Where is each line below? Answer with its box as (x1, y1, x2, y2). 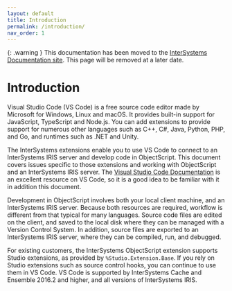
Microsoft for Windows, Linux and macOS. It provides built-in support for (7, 110, 215, 118)
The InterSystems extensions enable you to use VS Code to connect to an (7, 146, 218, 155)
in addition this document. (7, 183, 82, 191)
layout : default (7, 10, 54, 17)
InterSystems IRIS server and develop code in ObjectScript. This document (7, 153, 221, 161)
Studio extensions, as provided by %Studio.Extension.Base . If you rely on (7, 254, 215, 262)
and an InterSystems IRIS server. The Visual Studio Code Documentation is (7, 168, 220, 177)
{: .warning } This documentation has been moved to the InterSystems (7, 48, 208, 57)
